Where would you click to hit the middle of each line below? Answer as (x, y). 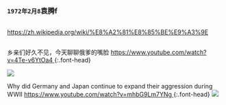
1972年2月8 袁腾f (33, 10)
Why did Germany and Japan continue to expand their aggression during (110, 86)
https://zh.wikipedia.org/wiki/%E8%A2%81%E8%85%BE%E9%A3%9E (108, 32)
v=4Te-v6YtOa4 (30, 60)
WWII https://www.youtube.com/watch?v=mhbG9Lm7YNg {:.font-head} (109, 95)
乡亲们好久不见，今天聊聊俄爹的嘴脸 (58, 52)
